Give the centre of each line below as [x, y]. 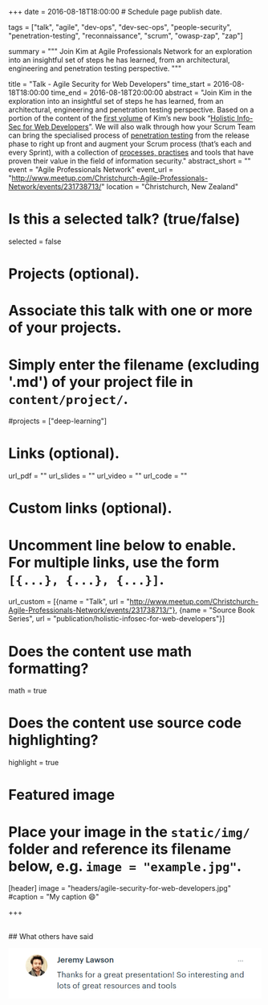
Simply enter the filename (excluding [134, 365]
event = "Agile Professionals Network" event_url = [91, 169]
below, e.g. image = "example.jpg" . [125, 866]
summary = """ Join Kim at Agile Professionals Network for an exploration [130, 51]
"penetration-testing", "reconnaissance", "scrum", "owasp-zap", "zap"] [126, 36]
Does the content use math [100, 651]
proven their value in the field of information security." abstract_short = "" [130, 161]
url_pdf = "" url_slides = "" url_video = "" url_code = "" [98, 476]
